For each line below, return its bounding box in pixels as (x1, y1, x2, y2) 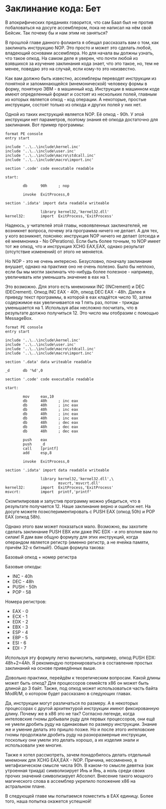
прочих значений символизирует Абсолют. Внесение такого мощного (5, 773, 153, 779)
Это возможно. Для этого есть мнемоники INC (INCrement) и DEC (5, 283, 145, 290)
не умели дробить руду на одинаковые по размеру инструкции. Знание (5, 721, 157, 727)
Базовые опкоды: (5, 563, 42, 569)
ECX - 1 (12, 613, 28, 619)
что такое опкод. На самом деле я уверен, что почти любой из (5, 55, 138, 61)
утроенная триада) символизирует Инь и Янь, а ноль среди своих (5, 767, 145, 773)
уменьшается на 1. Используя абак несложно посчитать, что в (5, 304, 137, 310)
